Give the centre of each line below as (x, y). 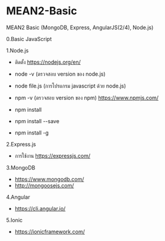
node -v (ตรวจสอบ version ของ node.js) (60, 74)
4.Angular (18, 197)
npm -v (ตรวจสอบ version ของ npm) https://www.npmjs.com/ (87, 98)
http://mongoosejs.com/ (44, 185)
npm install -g (32, 133)
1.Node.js (18, 50)
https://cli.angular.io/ (40, 208)
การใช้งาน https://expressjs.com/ (53, 155)
